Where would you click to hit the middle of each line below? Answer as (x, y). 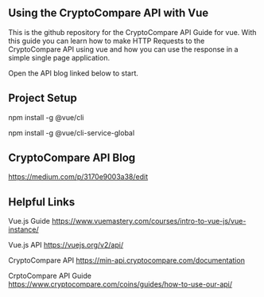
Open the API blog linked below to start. (74, 73)
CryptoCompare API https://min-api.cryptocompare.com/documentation (126, 260)
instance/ (24, 229)
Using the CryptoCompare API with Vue (109, 13)
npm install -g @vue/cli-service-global (72, 133)
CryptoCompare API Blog (72, 158)
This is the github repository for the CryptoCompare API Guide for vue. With (132, 32)
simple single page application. (59, 57)
